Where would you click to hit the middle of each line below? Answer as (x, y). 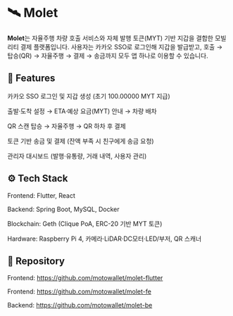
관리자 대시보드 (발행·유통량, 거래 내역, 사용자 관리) (77, 156)
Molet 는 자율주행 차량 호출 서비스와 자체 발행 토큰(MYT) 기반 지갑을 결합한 (110, 38)
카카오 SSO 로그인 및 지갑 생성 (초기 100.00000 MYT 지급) (89, 96)
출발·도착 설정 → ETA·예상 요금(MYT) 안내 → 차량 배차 (82, 111)
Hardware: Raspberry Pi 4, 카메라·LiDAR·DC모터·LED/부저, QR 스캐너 (105, 239)
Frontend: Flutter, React (42, 195)
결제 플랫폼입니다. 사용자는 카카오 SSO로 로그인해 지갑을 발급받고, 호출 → (121, 46)
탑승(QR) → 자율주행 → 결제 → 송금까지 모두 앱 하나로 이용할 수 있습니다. (108, 56)
